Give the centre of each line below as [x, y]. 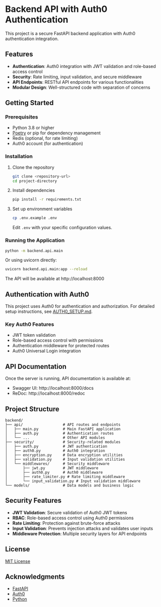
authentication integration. [32, 39]
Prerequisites [22, 117]
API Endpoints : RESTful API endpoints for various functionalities [78, 82]
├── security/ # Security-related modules [63, 442]
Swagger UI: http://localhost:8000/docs [53, 388]
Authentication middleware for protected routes [61, 346]
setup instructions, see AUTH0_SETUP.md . [49, 311]
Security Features [33, 501]
